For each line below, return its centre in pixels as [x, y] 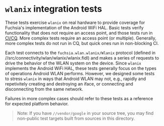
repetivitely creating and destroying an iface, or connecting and [69, 84]
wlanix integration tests [54, 9]
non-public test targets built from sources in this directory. [76, 118]
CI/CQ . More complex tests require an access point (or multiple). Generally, [81, 38]
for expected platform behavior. [37, 104]
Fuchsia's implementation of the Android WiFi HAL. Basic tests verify [74, 27]
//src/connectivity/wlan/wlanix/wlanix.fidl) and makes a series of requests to [82, 58]
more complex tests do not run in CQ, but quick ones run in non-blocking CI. [82, 43]
